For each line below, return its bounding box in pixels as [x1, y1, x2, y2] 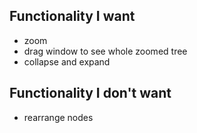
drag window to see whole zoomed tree [23, 45, 188, 57]
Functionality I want [9, 8, 136, 25]
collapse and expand [23, 55, 111, 68]
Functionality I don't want [9, 85, 172, 102]
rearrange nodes [23, 111, 94, 123]
